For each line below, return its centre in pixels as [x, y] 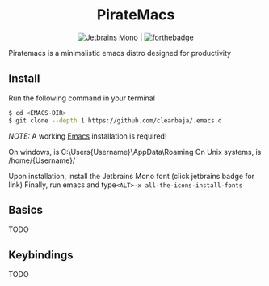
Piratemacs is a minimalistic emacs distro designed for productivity [120, 53]
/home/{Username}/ [42, 160]
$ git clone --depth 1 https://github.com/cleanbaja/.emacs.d [115, 120]
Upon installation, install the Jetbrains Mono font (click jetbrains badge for [132, 176]
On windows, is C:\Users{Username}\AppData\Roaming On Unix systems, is [135, 152]
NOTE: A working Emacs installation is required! [88, 136]
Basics [25, 209]
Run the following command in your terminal [82, 98]
